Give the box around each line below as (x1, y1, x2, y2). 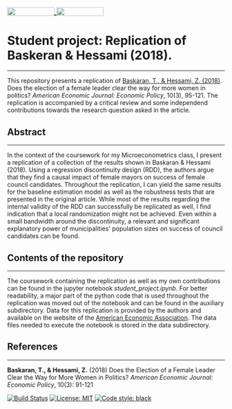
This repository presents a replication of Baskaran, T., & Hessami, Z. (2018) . (7, 77, 222, 85)
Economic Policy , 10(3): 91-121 (7, 380, 93, 389)
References (7, 341, 58, 353)
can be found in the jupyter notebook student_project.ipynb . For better (7, 284, 208, 292)
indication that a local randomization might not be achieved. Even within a (7, 210, 217, 218)
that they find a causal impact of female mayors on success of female (7, 173, 206, 181)
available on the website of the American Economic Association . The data (7, 313, 217, 322)
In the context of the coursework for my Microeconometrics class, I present (7, 151, 222, 159)
